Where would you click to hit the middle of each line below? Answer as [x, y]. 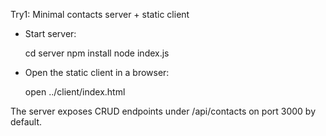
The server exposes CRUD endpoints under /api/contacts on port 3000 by [163, 111]
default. [26, 122]
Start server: [50, 33]
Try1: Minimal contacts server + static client [100, 14]
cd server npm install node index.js [97, 53]
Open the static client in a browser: [97, 72]
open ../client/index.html [75, 92]
